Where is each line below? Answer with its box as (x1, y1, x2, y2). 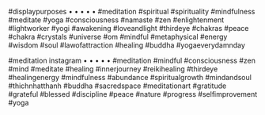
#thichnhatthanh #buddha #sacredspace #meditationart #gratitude (8, 81, 227, 90)
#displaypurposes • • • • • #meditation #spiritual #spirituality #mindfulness (8, 7, 256, 16)
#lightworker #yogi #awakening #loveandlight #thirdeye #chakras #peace (8, 24, 249, 33)
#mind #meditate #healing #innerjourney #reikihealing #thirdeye (8, 64, 218, 74)
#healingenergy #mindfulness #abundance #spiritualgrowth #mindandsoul (8, 73, 252, 82)
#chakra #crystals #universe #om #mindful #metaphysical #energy (8, 32, 228, 41)
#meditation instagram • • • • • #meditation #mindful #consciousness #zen (8, 56, 256, 65)
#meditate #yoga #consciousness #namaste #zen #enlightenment (8, 15, 224, 25)
